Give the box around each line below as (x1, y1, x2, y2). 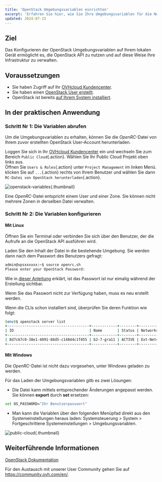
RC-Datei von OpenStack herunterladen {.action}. (5, 174, 101, 180)
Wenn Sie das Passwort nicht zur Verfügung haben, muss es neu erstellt (5, 290, 149, 296)
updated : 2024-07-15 (5, 16, 47, 21)
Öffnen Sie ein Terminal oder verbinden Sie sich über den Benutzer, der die (5, 233, 154, 239)
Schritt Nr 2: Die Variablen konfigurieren (5, 210, 101, 217)
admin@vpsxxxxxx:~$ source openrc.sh (5, 262, 81, 267)
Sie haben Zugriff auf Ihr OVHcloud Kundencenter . (12, 84, 112, 90)
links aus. (5, 159, 24, 165)
